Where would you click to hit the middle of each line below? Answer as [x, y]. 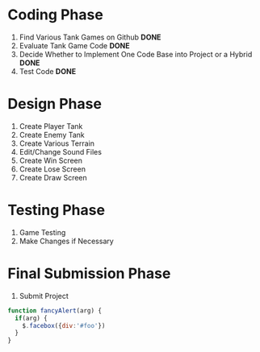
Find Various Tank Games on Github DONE [90, 37]
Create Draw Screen [53, 177]
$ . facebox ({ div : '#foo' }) [64, 325]
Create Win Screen [50, 160]
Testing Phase [57, 210]
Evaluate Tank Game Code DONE [74, 45]
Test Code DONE [48, 71]
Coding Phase [56, 15]
